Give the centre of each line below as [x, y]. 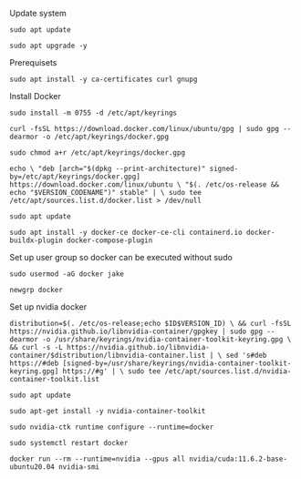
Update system [38, 13]
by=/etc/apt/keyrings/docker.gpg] [75, 177]
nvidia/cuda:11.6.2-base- [238, 459]
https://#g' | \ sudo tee [112, 372]
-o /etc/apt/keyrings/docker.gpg [106, 137]
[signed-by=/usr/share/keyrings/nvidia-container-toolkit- [177, 363]
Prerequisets [33, 62]
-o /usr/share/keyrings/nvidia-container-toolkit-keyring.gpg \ [167, 340]
